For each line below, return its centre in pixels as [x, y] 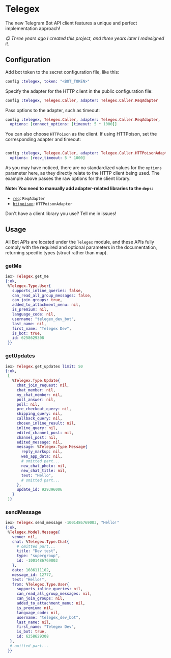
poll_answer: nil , [36, 400]
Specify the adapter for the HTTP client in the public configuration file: [79, 91]
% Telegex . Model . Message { [34, 532]
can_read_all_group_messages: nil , [54, 594]
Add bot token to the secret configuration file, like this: [62, 72]
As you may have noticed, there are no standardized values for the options [83, 168]
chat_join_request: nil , [43, 385]
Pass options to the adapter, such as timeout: [53, 110]
